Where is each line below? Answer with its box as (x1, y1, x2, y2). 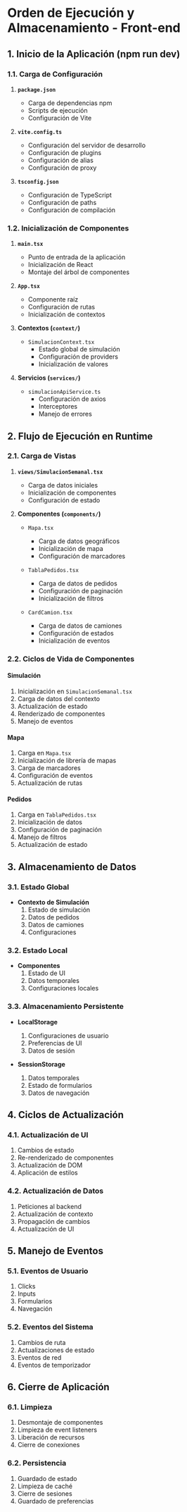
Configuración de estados (38, 628, 114, 637)
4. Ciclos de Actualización (7, 1109, 124, 1121)
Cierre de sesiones (17, 1489, 72, 1498)
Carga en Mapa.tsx (17, 749, 72, 757)
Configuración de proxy (27, 163, 97, 172)
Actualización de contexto (17, 1210, 93, 1218)
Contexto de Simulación (17, 898, 89, 907)
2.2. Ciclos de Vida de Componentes (7, 654, 135, 664)
